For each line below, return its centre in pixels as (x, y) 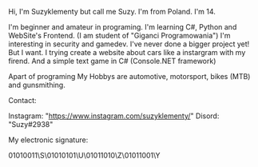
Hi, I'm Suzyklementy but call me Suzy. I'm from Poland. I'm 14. (112, 12)
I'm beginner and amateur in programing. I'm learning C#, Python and (123, 27)
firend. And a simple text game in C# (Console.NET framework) (112, 61)
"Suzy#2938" (31, 124)
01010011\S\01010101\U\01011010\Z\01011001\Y (85, 155)
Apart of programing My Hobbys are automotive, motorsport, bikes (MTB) (129, 76)
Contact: (23, 100)
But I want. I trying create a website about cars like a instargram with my (127, 52)
